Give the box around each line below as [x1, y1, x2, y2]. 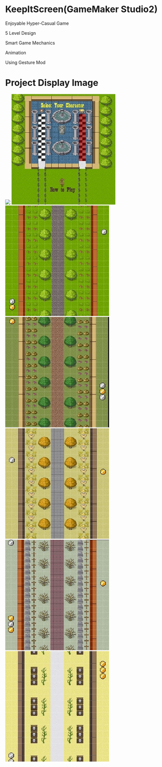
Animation [5, 49, 27, 56]
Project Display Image [5, 77, 99, 89]
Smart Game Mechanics [5, 39, 55, 46]
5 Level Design [5, 30, 36, 36]
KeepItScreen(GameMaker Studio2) [5, 4, 158, 15]
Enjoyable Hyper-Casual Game [5, 20, 69, 26]
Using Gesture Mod [5, 59, 46, 65]
